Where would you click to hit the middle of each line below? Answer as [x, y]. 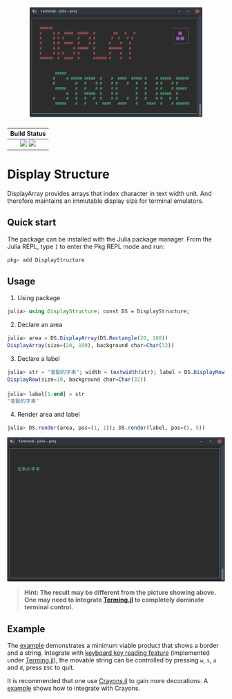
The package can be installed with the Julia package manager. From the [110, 239]
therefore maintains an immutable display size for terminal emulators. [105, 201]
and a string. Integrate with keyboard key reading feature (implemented [108, 653]
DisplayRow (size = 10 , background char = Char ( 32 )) [77, 380]
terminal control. [49, 607]
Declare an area [40, 325]
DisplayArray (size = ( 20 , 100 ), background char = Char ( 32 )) [91, 346]
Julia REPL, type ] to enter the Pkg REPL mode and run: [86, 246]
